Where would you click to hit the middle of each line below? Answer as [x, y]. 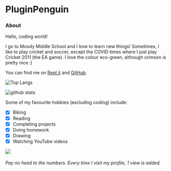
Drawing [22, 135]
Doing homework [31, 130]
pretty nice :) [19, 63]
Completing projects [34, 124]
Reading [22, 118]
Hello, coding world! [26, 36]
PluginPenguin [37, 9]
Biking [19, 112]
